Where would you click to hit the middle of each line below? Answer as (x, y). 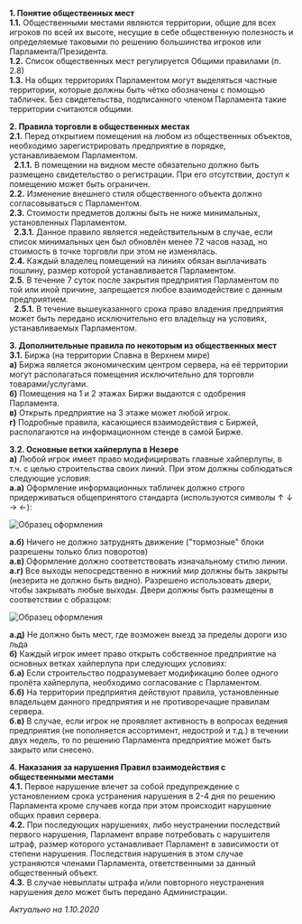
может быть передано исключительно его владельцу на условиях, (138, 318)
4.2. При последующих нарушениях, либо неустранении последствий (145, 825)
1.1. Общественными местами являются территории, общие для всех (143, 23)
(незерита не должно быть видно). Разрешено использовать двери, (141, 580)
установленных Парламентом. (69, 222)
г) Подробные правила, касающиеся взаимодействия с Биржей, (134, 422)
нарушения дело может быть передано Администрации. (119, 892)
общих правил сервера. (55, 815)
